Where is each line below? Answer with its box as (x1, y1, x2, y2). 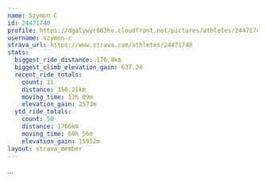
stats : (7, 48, 29, 56)
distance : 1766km (21, 122, 79, 130)
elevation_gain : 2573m (21, 100, 97, 108)
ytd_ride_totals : (14, 108, 72, 116)
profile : (7, 26, 37, 34)
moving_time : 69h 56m (21, 130, 93, 137)
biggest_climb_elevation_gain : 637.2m (14, 64, 144, 72)
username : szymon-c (7, 33, 72, 42)
